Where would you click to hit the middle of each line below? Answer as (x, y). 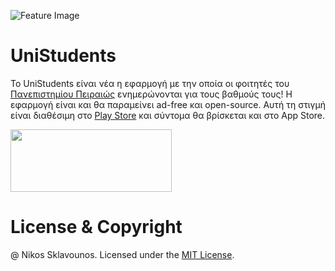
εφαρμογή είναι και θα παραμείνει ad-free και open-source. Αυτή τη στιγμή (168, 104)
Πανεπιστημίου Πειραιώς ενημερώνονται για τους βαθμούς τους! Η (151, 94)
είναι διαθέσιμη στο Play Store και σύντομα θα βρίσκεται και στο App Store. (168, 115)
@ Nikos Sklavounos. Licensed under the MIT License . (122, 254)
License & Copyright (96, 227)
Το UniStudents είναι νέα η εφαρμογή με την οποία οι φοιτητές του (150, 83)
